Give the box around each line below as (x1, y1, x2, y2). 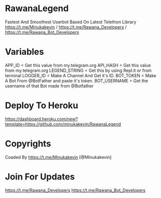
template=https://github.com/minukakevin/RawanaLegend (5, 121, 121, 127)
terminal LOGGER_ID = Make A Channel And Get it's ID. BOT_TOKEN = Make (5, 72, 157, 78)
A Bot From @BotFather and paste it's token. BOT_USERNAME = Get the (5, 78, 148, 83)
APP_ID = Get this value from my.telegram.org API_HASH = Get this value (5, 62, 151, 68)
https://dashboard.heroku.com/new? (5, 116, 78, 122)
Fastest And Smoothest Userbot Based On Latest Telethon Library (5, 19, 136, 25)
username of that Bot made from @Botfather (5, 83, 94, 89)
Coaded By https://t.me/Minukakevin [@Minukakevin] (5, 154, 112, 160)
